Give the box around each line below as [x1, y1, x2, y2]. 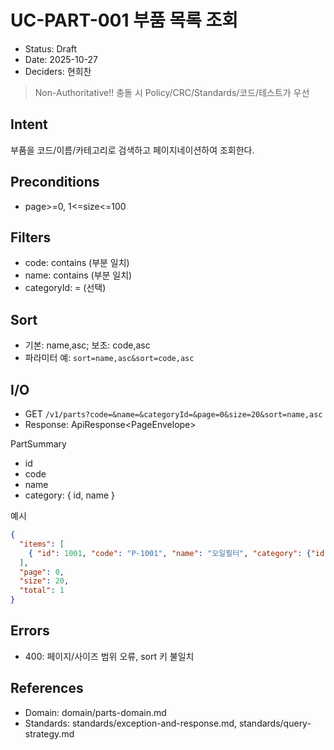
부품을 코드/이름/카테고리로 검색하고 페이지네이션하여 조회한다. [10, 144, 255, 156]
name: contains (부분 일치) [24, 269, 133, 281]
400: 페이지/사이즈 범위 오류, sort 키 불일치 [24, 650, 195, 662]
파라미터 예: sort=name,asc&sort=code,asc [24, 352, 195, 364]
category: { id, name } [24, 489, 116, 501]
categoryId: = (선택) [24, 282, 107, 294]
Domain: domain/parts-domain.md [24, 706, 167, 718]
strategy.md [24, 727, 75, 740]
